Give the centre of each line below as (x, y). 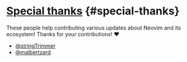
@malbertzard (33, 52)
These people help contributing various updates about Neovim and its (93, 28)
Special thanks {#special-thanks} (93, 11)
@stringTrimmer (35, 46)
